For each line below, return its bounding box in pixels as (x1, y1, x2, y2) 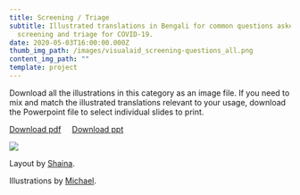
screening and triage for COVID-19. (17, 30, 154, 38)
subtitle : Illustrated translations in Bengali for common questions (9, 21, 274, 30)
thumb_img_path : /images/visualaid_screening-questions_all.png (9, 47, 254, 55)
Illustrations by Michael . (9, 175, 96, 186)
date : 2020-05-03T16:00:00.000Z (9, 38, 129, 47)
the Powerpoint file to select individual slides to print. (9, 106, 204, 117)
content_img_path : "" (9, 55, 90, 64)
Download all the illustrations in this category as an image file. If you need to (9, 87, 290, 98)
